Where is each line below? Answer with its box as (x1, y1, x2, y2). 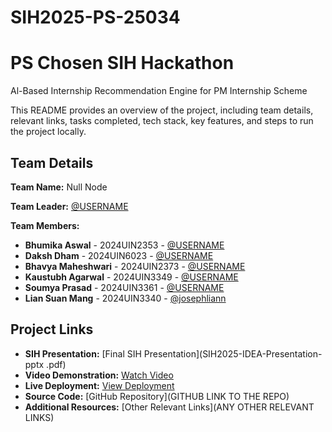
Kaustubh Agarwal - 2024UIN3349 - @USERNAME (24, 271, 239, 283)
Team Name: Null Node (10, 181, 108, 193)
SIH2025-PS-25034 (10, 6, 181, 29)
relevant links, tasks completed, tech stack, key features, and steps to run (10, 115, 314, 127)
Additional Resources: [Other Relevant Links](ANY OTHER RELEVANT (24, 401, 315, 413)
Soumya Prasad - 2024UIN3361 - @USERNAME (24, 281, 225, 293)
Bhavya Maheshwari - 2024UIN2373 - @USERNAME (24, 260, 246, 272)
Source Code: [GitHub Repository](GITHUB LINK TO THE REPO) (24, 390, 290, 402)
